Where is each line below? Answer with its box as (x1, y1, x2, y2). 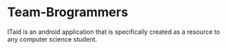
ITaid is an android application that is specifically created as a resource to (7, 27, 220, 36)
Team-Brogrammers (7, 4, 129, 20)
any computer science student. (7, 35, 98, 43)
